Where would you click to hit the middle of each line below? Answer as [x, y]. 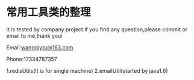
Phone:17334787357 [32, 59]
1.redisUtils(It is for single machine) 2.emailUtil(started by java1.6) [87, 70]
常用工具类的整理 [49, 12]
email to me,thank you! [35, 35]
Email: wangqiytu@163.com [40, 47]
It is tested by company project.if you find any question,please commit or [97, 29]
